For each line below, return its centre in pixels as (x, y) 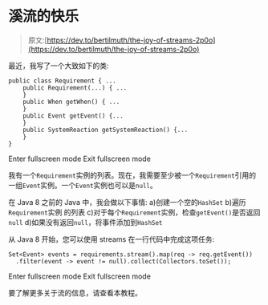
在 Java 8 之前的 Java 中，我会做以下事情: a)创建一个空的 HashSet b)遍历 (127, 202)
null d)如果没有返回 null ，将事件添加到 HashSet (85, 222)
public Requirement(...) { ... (75, 88)
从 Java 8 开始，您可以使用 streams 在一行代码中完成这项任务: (112, 239)
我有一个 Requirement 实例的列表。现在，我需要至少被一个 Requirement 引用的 (132, 175)
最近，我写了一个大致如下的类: (59, 66)
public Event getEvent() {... (73, 116)
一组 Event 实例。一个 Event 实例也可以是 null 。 (83, 185)
